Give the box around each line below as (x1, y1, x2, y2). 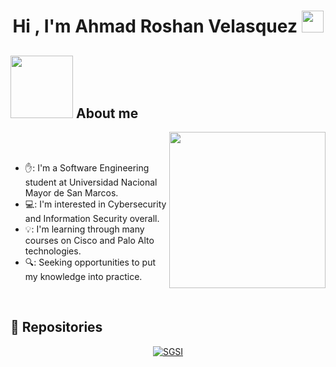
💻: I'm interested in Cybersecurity (24, 198, 167, 210)
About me (75, 105, 139, 122)
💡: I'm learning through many (24, 223, 145, 235)
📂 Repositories (10, 319, 103, 336)
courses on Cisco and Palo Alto (24, 235, 155, 246)
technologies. (24, 245, 82, 257)
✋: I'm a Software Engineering (24, 162, 150, 174)
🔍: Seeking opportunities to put (24, 256, 157, 268)
